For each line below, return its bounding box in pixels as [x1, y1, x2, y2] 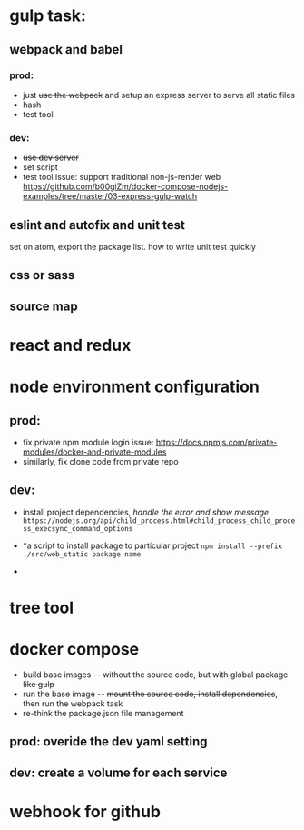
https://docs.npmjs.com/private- [155, 436, 278, 447]
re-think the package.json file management [22, 707, 184, 718]
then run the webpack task [22, 697, 123, 709]
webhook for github [9, 801, 162, 822]
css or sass [9, 267, 75, 283]
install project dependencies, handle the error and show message [22, 506, 270, 517]
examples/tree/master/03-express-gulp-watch [22, 191, 198, 202]
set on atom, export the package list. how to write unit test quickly [9, 241, 257, 252]
